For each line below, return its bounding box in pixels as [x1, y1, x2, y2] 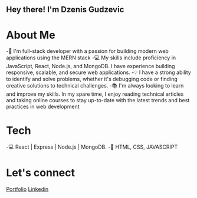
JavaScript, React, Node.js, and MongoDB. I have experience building [6, 63, 175, 70]
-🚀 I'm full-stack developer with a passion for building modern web [6, 48, 169, 55]
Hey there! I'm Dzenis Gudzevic [6, 5, 124, 15]
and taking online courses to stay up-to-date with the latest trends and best [6, 97, 190, 104]
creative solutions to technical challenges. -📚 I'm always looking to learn [6, 82, 184, 89]
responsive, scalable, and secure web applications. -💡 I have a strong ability [6, 69, 192, 76]
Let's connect [6, 166, 75, 180]
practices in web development [6, 103, 80, 110]
